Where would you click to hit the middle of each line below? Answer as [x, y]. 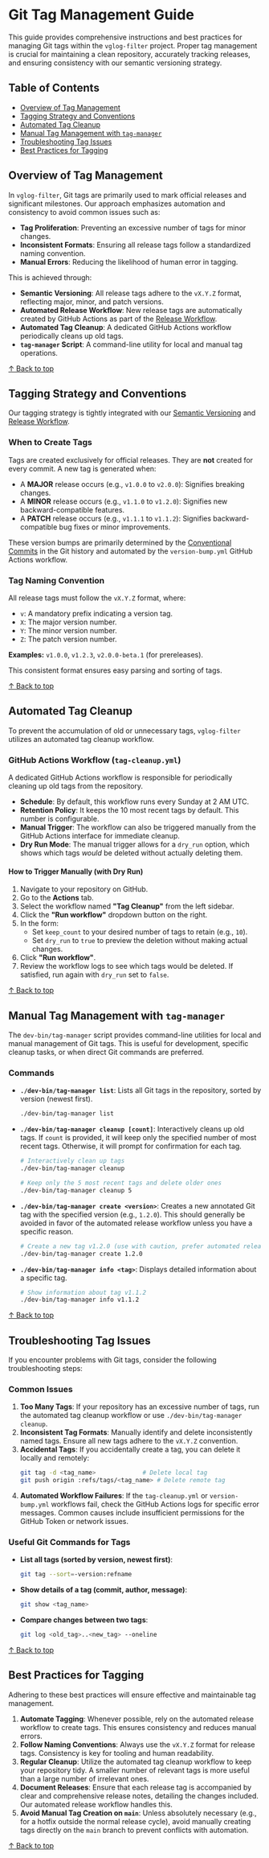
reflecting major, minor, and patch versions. [92, 301]
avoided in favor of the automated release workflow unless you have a [136, 1223]
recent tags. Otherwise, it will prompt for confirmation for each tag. [131, 1146]
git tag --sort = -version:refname [76, 1575]
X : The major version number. [68, 622]
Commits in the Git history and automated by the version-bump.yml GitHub [130, 551]
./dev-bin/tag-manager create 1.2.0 [81, 1254]
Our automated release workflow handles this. [96, 1804]
